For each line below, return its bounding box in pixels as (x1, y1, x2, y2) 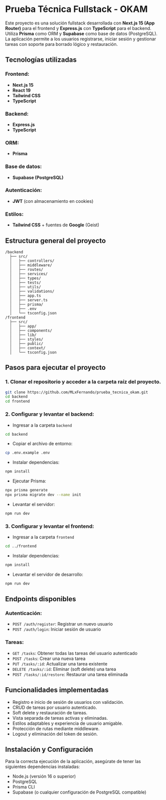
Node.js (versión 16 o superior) (12, 774, 76, 780)
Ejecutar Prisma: (12, 478, 46, 484)
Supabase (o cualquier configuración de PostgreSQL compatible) (12, 789, 147, 796)
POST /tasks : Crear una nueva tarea (12, 655, 86, 661)
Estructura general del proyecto (5, 236, 106, 245)
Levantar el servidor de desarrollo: (12, 571, 84, 577)
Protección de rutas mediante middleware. (12, 725, 100, 731)
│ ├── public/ (9, 341, 43, 346)
